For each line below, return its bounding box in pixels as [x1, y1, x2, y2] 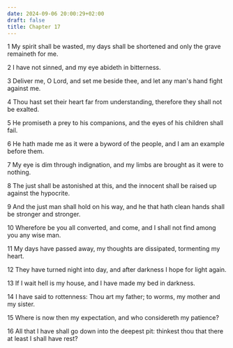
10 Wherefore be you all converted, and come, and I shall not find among [7, 224, 216, 232]
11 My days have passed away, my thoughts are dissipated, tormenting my [7, 245, 220, 253]
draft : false [7, 17, 45, 24]
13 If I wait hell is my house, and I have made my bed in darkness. [7, 279, 195, 287]
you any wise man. [7, 231, 61, 240]
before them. [7, 147, 45, 156]
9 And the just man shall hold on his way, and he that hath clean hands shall [7, 203, 225, 211]
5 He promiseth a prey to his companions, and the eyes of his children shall [7, 119, 223, 127]
